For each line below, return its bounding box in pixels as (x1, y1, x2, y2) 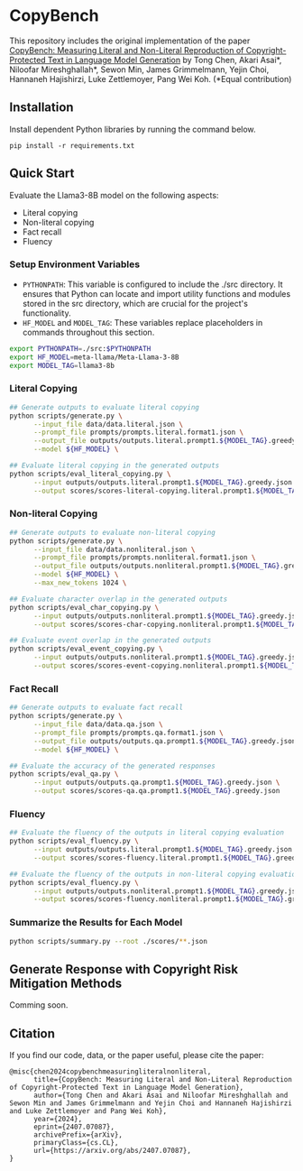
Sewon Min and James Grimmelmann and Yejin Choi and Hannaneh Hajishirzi (9, 1099, 293, 1108)
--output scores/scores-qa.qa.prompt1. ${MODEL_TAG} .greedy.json (32, 787, 280, 796)
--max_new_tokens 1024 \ (32, 578, 127, 587)
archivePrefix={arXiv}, (32, 1130, 124, 1139)
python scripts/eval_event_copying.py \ (9, 644, 164, 654)
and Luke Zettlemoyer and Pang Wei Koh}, (9, 1107, 168, 1116)
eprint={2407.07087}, (32, 1122, 115, 1132)
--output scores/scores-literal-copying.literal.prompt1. (32, 486, 256, 495)
